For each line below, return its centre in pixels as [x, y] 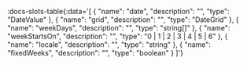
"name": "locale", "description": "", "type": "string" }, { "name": [109, 45]
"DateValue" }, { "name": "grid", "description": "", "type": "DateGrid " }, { [123, 20]
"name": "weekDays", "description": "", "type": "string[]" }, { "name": [119, 28]
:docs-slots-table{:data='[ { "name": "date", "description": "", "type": [118, 11]
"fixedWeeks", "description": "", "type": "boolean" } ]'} [96, 53]
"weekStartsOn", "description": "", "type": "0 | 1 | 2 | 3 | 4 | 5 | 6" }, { [118, 36]
